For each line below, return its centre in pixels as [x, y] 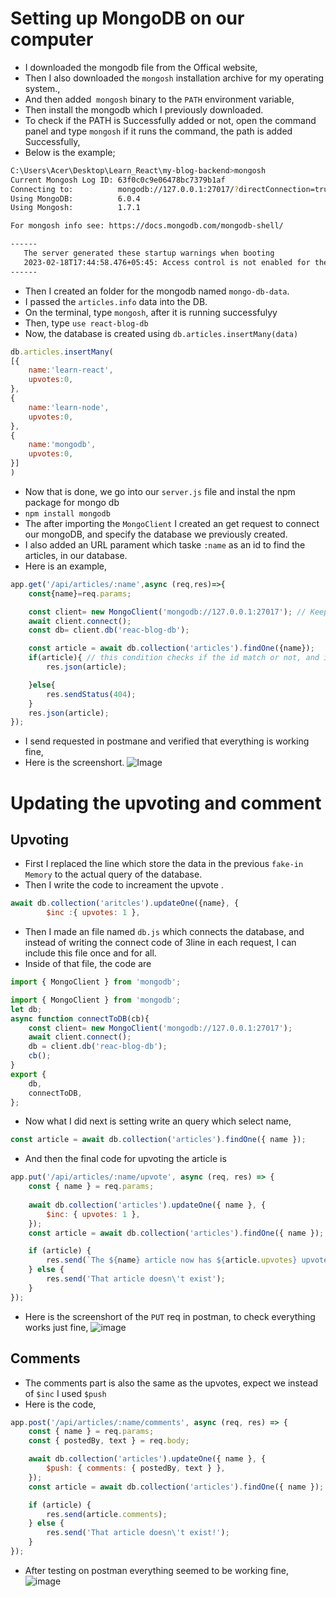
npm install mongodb [67, 513]
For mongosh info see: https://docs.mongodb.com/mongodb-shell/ [147, 226]
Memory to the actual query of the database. [113, 874]
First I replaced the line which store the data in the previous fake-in [164, 864]
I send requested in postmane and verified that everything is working [167, 741]
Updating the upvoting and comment [166, 803]
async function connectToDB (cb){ [80, 1018]
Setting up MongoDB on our [127, 18]
